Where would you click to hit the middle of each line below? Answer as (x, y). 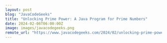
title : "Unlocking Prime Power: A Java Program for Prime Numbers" (77, 19)
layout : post (19, 10)
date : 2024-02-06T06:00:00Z (34, 23)
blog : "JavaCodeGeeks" (29, 14)
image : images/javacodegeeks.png (40, 28)
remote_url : (17, 33)
